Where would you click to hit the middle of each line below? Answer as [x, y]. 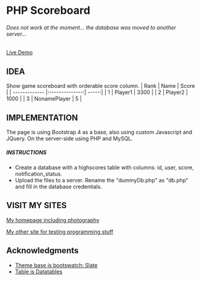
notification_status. [39, 174]
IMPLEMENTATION [42, 118]
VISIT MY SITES [37, 205]
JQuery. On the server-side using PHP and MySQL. [70, 138]
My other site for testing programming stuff [60, 232]
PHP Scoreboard [48, 11]
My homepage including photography [53, 220]
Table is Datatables [39, 271]
